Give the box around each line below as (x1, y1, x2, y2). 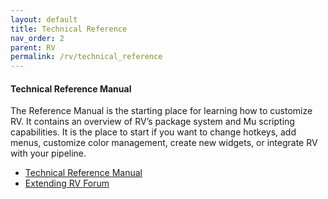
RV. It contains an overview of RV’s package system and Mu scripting (10, 116, 295, 128)
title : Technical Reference (10, 24, 128, 34)
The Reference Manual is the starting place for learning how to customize (10, 105, 313, 117)
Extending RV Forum (24, 177, 110, 190)
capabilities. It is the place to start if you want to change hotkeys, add (10, 126, 297, 138)
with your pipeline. (10, 147, 87, 160)
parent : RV (10, 42, 56, 53)
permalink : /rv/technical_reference (10, 52, 163, 62)
